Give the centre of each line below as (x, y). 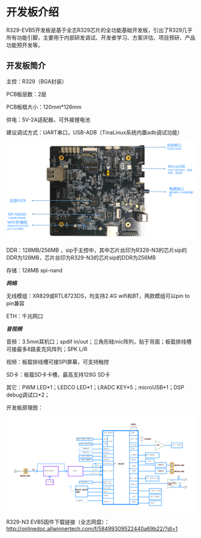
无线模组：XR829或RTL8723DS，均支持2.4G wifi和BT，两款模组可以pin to (98, 296)
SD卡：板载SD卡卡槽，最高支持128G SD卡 (58, 375)
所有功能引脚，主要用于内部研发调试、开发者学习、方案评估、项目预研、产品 (101, 37)
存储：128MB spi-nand (34, 270)
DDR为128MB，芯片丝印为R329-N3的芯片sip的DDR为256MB (81, 258)
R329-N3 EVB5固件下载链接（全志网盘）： (58, 522)
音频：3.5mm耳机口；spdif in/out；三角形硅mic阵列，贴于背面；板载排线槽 (99, 342)
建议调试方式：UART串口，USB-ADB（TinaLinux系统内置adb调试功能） (94, 132)
